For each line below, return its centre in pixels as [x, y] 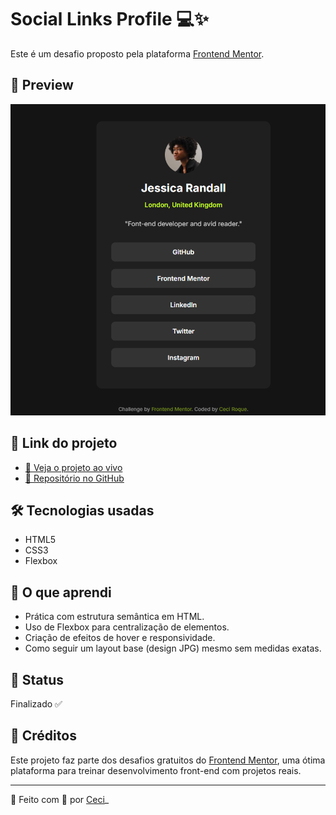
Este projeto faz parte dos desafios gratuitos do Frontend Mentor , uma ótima [168, 760]
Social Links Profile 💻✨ [110, 19]
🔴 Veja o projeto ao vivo [73, 467]
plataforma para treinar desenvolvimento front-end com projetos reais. [156, 770]
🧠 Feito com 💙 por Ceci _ [60, 799]
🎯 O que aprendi [61, 592]
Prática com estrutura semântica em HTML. [114, 617]
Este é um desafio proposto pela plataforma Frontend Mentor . [137, 53]
